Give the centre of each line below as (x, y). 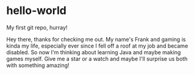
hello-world (37, 11)
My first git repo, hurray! (37, 27)
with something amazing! (38, 65)
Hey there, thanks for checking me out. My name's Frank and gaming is (96, 39)
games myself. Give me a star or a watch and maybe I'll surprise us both (97, 59)
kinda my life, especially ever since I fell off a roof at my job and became (97, 46)
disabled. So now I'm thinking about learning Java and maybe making (94, 52)
